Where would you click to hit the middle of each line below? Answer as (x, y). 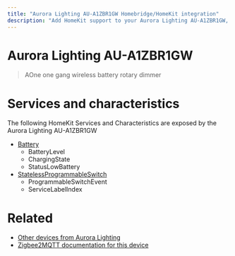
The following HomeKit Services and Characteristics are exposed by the (112, 123)
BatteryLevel (47, 152)
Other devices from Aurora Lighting (69, 238)
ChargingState (49, 159)
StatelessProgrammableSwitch (62, 175)
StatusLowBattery (54, 167)
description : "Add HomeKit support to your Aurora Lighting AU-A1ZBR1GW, (118, 21)
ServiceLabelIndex (55, 190)
